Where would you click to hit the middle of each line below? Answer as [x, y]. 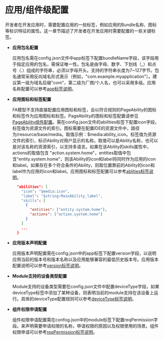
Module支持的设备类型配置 [40, 276]
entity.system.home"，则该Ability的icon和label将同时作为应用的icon [87, 159]
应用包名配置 [25, 47]
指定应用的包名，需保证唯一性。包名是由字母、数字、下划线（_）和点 [86, 64]
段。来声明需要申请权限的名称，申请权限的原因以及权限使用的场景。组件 [85, 326]
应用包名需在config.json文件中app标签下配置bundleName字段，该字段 [83, 58]
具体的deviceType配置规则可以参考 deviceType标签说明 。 [79, 299]
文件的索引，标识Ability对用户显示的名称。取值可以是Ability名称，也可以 [85, 140]
